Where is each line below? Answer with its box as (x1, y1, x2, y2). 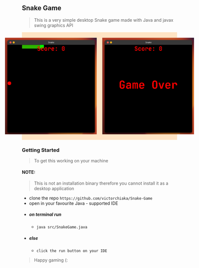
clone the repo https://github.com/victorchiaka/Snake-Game (29, 195, 153, 201)
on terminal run (29, 212, 62, 218)
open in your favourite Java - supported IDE (29, 200, 119, 206)
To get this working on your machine (33, 158, 109, 164)
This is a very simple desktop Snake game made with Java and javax (33, 17, 173, 23)
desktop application (33, 185, 74, 191)
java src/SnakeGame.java (36, 225, 88, 230)
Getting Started (22, 147, 60, 153)
